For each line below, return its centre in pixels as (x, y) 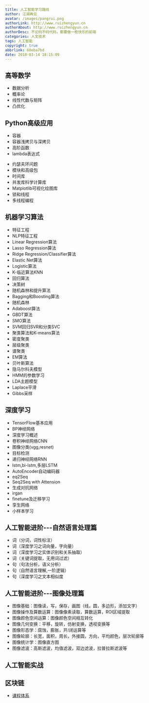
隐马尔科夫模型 (27, 369)
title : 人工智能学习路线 (27, 9)
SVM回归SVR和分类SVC (36, 327)
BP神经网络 (23, 429)
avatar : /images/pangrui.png (34, 18)
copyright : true (21, 46)
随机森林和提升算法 (31, 290)
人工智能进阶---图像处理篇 (45, 593)
